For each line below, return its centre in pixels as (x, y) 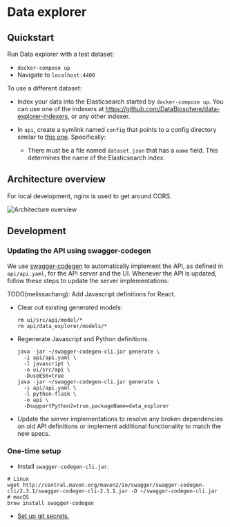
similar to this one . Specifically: (61, 137)
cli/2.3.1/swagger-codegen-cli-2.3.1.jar (68, 491)
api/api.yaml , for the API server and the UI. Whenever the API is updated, (112, 273)
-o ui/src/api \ (47, 370)
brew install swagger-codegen (51, 503)
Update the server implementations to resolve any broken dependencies (120, 419)
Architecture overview (56, 179)
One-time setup (34, 451)
